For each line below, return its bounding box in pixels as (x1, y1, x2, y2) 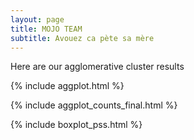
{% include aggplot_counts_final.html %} (10, 99, 178, 111)
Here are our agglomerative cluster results (10, 61, 185, 73)
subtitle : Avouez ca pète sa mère (10, 33, 155, 43)
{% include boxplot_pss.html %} (10, 119, 143, 131)
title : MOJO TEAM (10, 24, 83, 34)
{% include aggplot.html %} (10, 80, 125, 92)
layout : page (10, 14, 65, 25)
